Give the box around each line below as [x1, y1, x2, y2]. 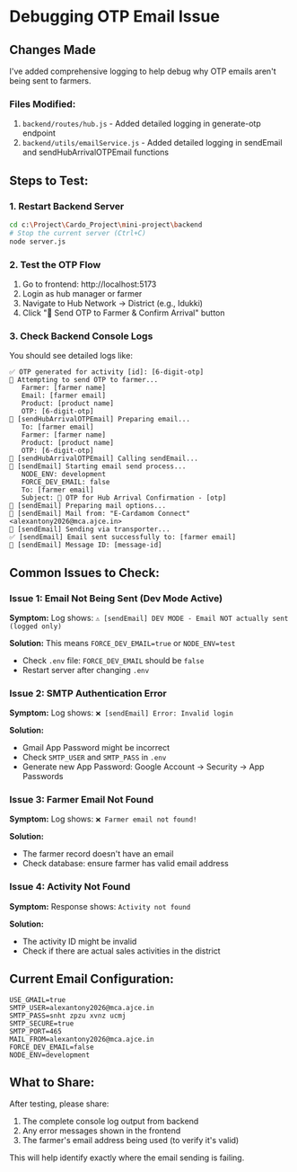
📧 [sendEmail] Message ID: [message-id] [9, 541, 163, 550]
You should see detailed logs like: [9, 351, 133, 361]
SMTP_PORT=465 [9, 1026, 63, 1035]
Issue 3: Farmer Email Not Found [9, 794, 154, 806]
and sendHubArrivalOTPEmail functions [22, 146, 169, 158]
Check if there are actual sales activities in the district [22, 946, 222, 956]
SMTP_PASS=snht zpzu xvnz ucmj [9, 1011, 127, 1020]
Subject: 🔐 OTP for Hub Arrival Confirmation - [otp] [21, 493, 227, 502]
